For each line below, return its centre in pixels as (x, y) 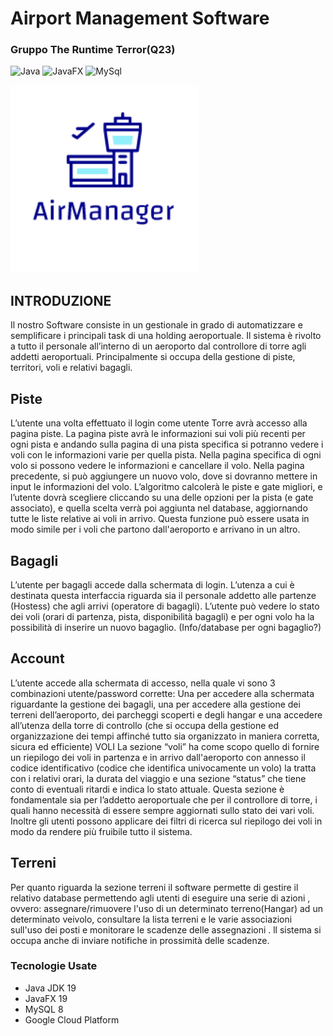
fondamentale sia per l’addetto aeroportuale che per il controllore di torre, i (164, 799)
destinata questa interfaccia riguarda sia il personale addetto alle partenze (163, 595)
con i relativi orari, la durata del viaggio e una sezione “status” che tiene (158, 778)
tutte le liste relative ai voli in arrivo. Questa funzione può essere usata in (160, 519)
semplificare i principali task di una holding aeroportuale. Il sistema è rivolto (166, 336)
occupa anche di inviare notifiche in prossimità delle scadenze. (140, 940)
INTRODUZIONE (61, 300)
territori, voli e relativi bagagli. (71, 368)
